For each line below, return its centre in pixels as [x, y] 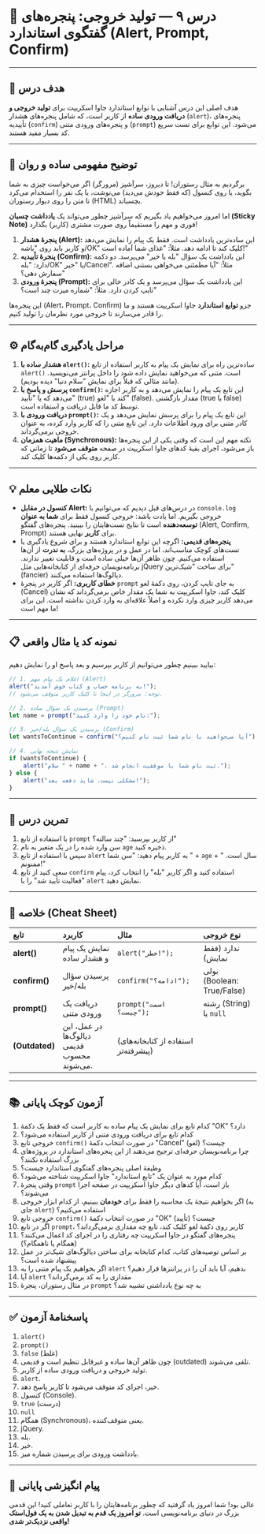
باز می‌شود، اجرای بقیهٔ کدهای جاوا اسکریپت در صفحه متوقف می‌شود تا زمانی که [137, 448]
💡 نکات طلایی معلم [51, 489]
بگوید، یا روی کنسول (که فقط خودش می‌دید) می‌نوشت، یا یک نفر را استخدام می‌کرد [131, 192]
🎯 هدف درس [37, 89]
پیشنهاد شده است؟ [48, 1260]
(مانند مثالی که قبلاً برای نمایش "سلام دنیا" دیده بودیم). [100, 381]
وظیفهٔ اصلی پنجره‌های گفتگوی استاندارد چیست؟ [91, 1167]
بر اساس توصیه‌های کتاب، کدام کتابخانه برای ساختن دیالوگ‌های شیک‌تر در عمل [133, 1251]
